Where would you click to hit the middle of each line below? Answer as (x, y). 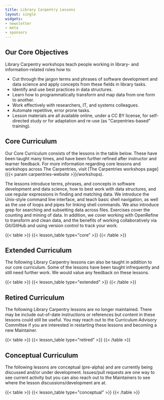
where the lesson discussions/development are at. (56, 383)
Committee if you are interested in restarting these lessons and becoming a (81, 325)
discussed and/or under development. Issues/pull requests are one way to (80, 372)
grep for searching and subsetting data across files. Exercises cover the (78, 210)
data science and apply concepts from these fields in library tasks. (79, 84)
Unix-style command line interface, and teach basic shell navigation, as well (82, 199)
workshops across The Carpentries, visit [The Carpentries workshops (75, 169)
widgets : (14, 19)
